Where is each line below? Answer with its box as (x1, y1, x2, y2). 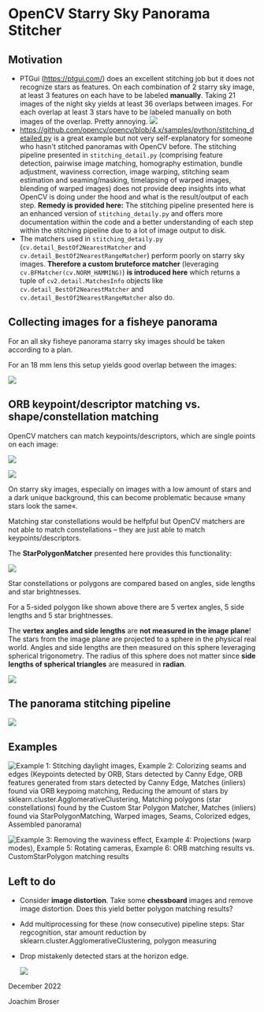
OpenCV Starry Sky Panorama (8, 5, 210, 23)
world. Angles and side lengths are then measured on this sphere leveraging (8, 642, 256, 652)
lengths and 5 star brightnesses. (8, 611, 113, 620)
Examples (8, 740, 58, 753)
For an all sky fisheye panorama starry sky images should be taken (8, 336, 225, 345)
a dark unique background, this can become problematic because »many (8, 492, 246, 502)
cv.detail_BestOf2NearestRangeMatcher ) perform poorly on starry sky (19, 251, 245, 260)
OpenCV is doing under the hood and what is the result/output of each (19, 192, 249, 201)
